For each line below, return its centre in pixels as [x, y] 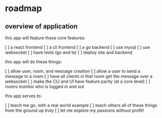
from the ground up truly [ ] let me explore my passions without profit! [74, 110]
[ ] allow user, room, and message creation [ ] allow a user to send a [73, 71]
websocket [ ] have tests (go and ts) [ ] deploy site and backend [69, 52]
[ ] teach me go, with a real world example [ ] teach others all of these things [81, 105]
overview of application [41, 26]
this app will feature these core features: [45, 38]
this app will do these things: [34, 62]
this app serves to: [23, 96]
